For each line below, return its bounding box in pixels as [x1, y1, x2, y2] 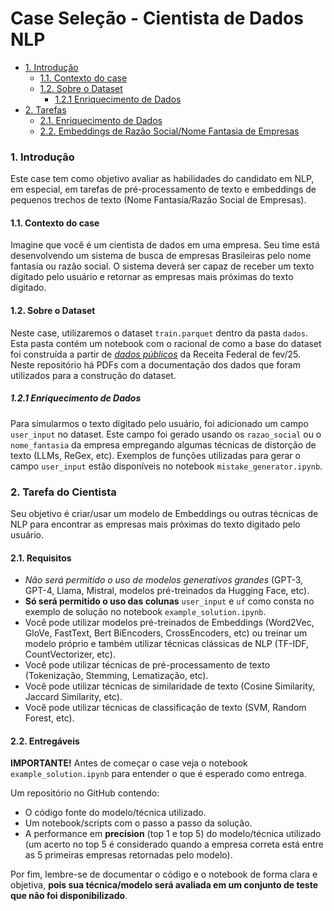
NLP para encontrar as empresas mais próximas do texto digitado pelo [10, 518, 301, 530]
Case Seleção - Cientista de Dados [10, 7, 304, 30]
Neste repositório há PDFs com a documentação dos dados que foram [10, 358, 301, 371]
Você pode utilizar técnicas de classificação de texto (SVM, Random [24, 702, 307, 714]
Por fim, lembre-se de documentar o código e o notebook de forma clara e [10, 868, 318, 881]
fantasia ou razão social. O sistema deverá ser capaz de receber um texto [10, 260, 315, 272]
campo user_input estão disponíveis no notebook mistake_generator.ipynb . [10, 460, 323, 472]
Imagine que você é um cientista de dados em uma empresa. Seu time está [10, 239, 320, 251]
